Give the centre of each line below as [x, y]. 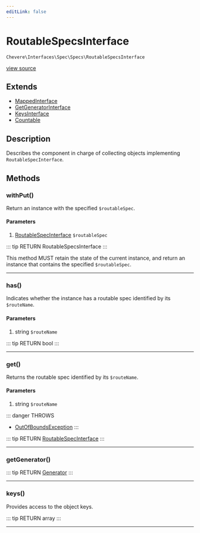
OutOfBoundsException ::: [47, 427]
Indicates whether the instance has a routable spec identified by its [88, 298]
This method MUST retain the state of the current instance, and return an [96, 258]
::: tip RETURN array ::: [34, 518]
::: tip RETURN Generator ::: [40, 473]
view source [21, 68]
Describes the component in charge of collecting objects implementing [93, 153]
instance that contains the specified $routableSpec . [69, 264]
